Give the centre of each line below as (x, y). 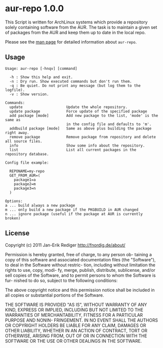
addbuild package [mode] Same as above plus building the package (81, 128)
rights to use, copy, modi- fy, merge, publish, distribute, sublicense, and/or (80, 270)
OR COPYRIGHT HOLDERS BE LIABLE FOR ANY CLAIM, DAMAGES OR (76, 325)
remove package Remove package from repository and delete (83, 137)
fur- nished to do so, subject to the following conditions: (61, 280)
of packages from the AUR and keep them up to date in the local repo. (75, 32)
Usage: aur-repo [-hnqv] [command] (41, 68)
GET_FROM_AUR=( (25, 175)
